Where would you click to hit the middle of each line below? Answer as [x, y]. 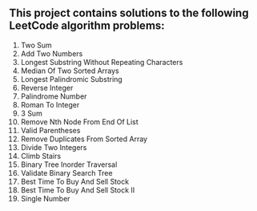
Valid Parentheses [50, 130]
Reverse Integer [47, 87]
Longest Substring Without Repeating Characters [102, 62]
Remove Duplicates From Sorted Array [84, 139]
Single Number [45, 198]
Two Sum [36, 45]
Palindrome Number [54, 96]
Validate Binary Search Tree [66, 172]
